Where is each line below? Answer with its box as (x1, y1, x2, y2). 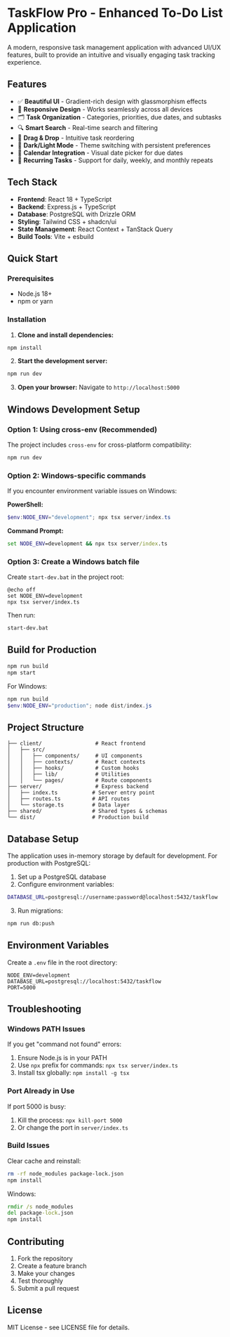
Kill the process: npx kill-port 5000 (17, 1116, 123, 1124)
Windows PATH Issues (7, 1024, 86, 1033)
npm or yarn (17, 297, 53, 306)
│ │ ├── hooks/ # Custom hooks (7, 764, 140, 772)
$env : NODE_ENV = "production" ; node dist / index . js (7, 702, 152, 709)
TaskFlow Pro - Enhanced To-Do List (7, 5, 223, 21)
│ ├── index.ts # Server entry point (7, 789, 156, 797)
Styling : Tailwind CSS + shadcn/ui (17, 217, 117, 226)
